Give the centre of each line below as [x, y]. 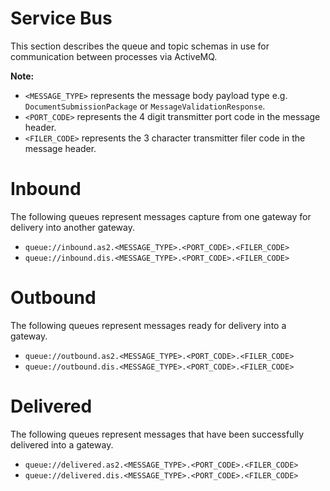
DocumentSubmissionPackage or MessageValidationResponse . [145, 106]
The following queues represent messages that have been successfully [157, 434]
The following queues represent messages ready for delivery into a [148, 325]
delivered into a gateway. [62, 444]
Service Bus [61, 18]
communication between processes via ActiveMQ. [114, 56]
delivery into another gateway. [72, 227]
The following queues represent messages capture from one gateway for [161, 216]
